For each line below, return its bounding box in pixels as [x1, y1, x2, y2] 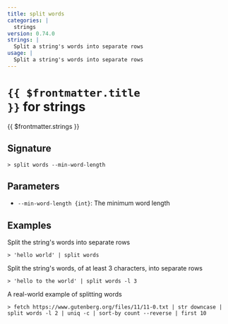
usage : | [7, 50, 33, 57]
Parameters [7, 180, 60, 192]
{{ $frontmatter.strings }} [7, 122, 80, 130]
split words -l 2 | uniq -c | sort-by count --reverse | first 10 [7, 310, 207, 317]
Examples [7, 219, 52, 231]
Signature [7, 142, 52, 155]
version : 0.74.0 [7, 30, 55, 37]
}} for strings [7, 99, 86, 115]
